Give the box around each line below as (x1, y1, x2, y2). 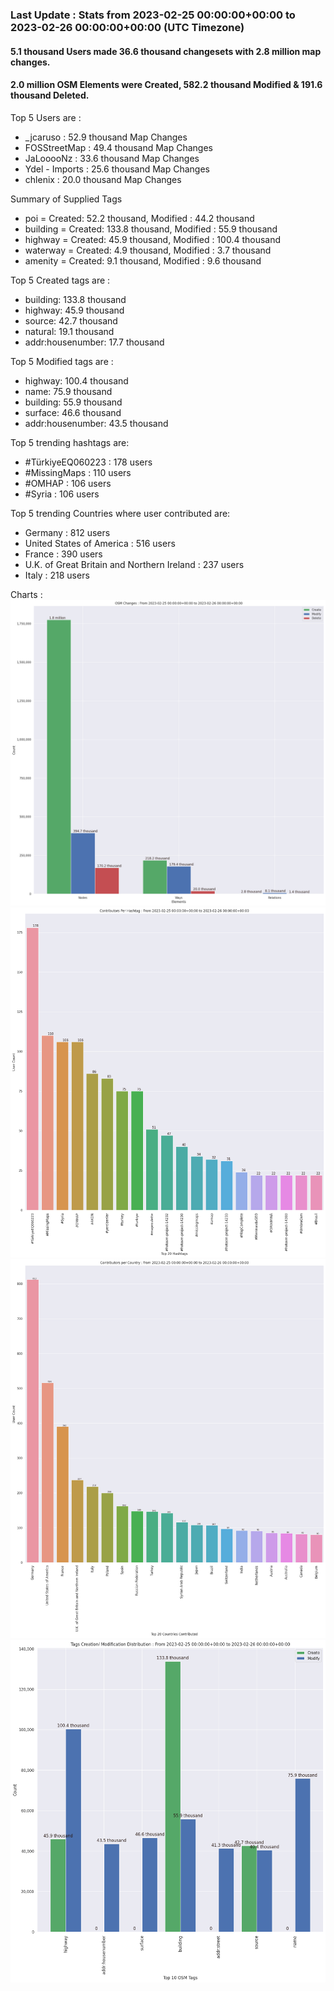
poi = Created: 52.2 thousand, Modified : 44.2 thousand (24, 212, 255, 224)
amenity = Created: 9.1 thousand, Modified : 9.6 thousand (24, 254, 262, 267)
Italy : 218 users (24, 569, 90, 581)
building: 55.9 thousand (24, 396, 123, 408)
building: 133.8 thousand (24, 293, 127, 305)
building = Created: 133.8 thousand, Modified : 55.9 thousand (24, 223, 278, 235)
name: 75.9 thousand (24, 385, 113, 397)
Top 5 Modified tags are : (10, 355, 114, 367)
